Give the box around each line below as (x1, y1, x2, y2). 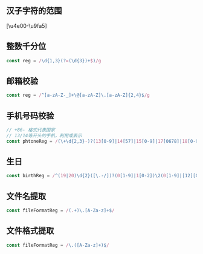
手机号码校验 (6, 111, 54, 121)
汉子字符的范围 (6, 5, 62, 16)
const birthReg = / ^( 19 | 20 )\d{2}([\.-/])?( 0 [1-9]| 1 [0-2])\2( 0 (6, 173, 166, 179)
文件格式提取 (6, 226, 54, 236)
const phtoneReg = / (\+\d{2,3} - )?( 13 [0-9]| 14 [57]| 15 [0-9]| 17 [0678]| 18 (6, 138, 188, 144)
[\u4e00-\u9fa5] (6, 22, 47, 29)
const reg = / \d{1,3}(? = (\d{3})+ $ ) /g (6, 57, 101, 63)
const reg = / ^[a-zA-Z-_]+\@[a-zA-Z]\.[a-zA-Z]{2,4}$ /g (6, 93, 150, 99)
